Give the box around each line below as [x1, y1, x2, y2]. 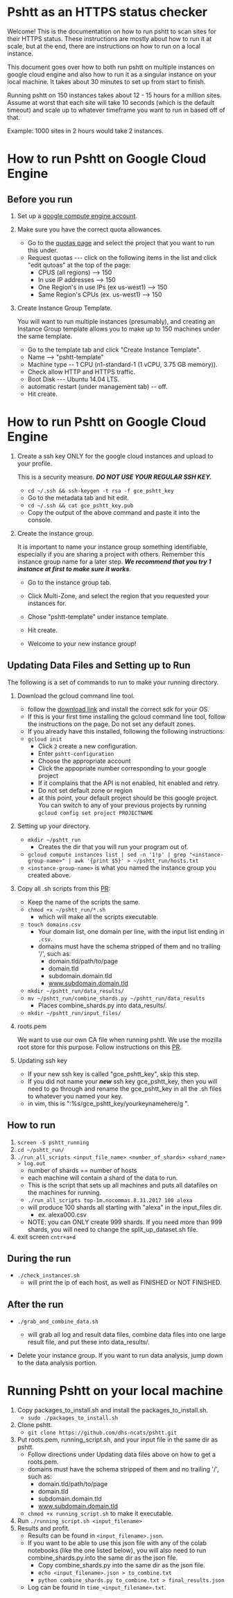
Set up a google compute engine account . [17, 211, 137, 220]
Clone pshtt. [17, 1421, 53, 1429]
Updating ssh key [17, 1056, 68, 1064]
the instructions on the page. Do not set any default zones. [27, 720, 196, 728]
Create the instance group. [17, 529, 94, 537]
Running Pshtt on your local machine [7, 1383, 223, 1399]
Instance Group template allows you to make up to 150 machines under [17, 324, 221, 333]
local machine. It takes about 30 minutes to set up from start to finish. [7, 77, 206, 85]
